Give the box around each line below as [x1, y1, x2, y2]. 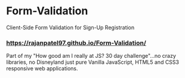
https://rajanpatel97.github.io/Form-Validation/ [6, 39, 146, 47]
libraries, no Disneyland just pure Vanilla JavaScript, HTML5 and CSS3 [6, 58, 179, 66]
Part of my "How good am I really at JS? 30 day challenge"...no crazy [6, 52, 176, 60]
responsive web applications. [6, 65, 79, 72]
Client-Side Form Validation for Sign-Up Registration [6, 24, 135, 31]
